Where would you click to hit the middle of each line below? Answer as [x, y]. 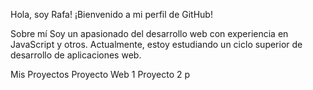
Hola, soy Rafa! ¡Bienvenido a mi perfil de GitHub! [111, 14]
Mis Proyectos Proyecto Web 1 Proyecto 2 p [100, 74]
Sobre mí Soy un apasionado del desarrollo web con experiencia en [149, 33]
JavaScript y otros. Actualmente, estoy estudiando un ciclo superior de [156, 44]
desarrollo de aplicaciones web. [76, 55]
